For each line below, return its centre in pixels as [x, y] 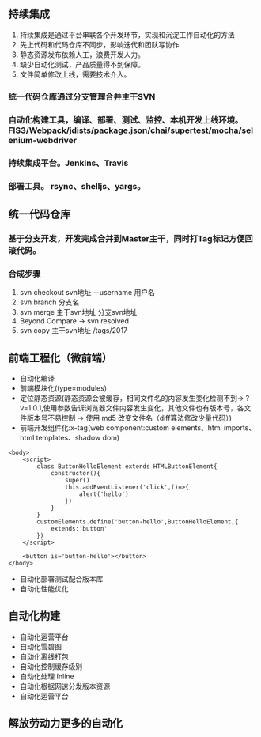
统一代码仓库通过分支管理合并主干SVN [82, 96]
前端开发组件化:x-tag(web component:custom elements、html [121, 427]
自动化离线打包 [44, 656]
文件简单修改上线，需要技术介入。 [75, 74]
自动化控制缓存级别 [51, 666]
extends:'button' [79, 528]
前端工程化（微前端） [60, 358]
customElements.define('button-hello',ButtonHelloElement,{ [138, 522]
